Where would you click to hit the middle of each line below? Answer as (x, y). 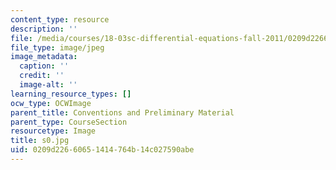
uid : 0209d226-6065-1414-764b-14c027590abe (102, 150)
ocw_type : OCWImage (51, 103)
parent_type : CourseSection (69, 122)
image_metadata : (44, 57)
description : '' (44, 29)
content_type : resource (60, 19)
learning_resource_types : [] (71, 94)
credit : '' (42, 76)
